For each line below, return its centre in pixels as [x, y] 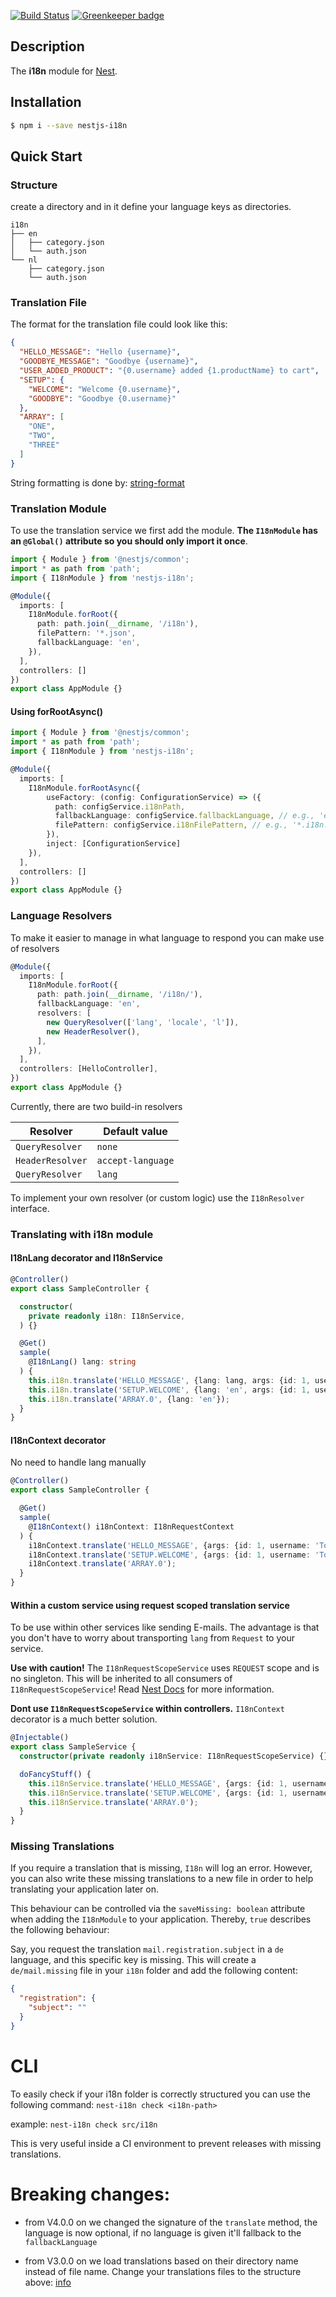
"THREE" [44, 445]
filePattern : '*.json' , [86, 633]
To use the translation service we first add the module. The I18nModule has [164, 531]
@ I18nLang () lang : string [82, 1362]
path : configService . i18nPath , [120, 806]
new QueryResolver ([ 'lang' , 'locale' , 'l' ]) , [143, 1022]
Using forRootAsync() [56, 711]
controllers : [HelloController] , [89, 1069]
